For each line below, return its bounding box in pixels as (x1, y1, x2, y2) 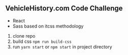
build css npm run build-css (12, 38, 72, 44)
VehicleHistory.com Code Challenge (5, 4, 123, 13)
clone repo (12, 33, 36, 39)
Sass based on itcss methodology (12, 23, 84, 29)
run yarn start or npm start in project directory (12, 43, 113, 50)
